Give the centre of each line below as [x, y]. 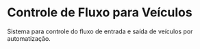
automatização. [29, 38]
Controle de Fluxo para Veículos [100, 13]
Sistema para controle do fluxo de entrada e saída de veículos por [100, 31]
